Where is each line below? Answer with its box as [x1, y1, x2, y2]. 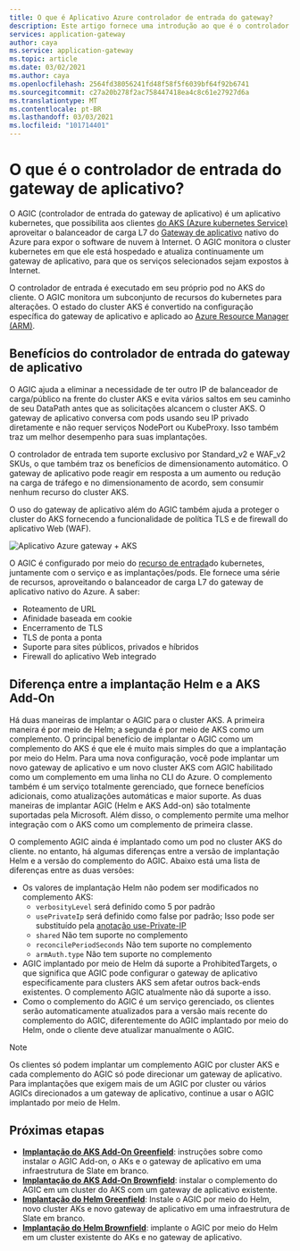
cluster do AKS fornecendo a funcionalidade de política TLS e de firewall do [9, 513, 288, 524]
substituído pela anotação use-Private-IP [35, 919, 187, 930]
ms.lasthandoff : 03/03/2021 [9, 113, 114, 122]
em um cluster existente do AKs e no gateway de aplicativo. [21, 1232, 243, 1243]
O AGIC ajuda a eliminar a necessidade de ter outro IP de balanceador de [9, 383, 279, 394]
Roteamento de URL [21, 603, 96, 614]
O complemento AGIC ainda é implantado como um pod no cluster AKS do [9, 836, 283, 847]
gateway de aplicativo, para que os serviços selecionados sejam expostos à [9, 256, 289, 266]
